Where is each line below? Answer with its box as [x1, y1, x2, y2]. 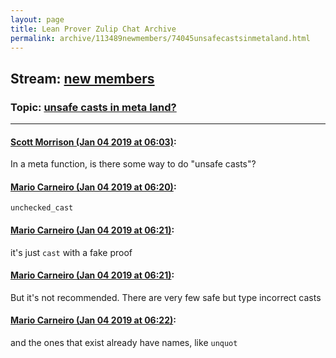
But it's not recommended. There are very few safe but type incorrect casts [10, 291, 322, 303]
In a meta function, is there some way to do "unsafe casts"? [10, 158, 257, 170]
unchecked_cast [10, 203, 74, 213]
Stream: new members [10, 70, 155, 87]
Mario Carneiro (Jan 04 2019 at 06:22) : [10, 314, 177, 326]
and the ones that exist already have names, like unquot [10, 337, 238, 349]
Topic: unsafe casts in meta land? [10, 100, 177, 114]
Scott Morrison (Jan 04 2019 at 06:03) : [10, 136, 177, 148]
